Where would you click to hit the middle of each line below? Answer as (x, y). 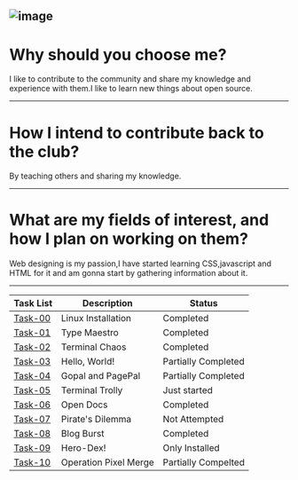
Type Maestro (90, 333)
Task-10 (32, 462)
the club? (44, 151)
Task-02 (32, 347)
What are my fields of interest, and (139, 220)
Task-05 (32, 390)
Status (204, 303)
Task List (33, 303)
